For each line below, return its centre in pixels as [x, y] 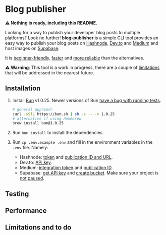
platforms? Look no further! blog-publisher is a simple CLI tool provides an [82, 38]
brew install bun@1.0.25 [38, 123]
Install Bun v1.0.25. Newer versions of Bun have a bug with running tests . [86, 100]
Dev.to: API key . [36, 163]
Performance [26, 211]
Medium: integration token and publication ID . [66, 168]
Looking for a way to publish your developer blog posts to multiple [73, 32]
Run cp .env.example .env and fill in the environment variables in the [82, 142]
